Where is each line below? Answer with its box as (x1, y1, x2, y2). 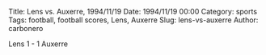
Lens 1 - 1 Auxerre (8, 39, 69, 49)
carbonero (8, 24, 44, 33)
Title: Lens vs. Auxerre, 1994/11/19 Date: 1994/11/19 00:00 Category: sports (8, 7, 257, 16)
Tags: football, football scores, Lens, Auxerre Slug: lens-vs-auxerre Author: (8, 15, 259, 25)
